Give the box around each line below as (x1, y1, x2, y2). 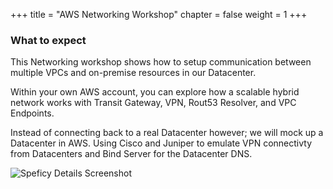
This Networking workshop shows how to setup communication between (10, 56, 312, 68)
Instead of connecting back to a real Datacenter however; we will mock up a (10, 127, 324, 139)
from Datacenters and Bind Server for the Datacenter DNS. (10, 148, 253, 160)
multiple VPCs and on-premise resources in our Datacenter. (10, 67, 257, 79)
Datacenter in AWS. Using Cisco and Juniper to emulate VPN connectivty (10, 137, 313, 149)
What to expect (10, 33, 87, 47)
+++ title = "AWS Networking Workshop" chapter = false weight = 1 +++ (10, 9, 308, 20)
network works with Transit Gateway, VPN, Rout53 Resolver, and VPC (10, 97, 297, 109)
